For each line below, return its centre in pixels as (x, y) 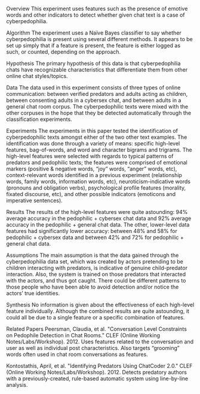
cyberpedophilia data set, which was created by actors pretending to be (95, 261)
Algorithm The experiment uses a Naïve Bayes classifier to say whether (94, 33)
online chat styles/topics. (37, 76)
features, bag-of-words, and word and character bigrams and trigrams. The (99, 150)
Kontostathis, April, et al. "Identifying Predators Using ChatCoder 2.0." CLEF (99, 366)
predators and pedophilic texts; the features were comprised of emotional (97, 162)
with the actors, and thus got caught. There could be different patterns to (96, 280)
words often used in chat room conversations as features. (77, 354)
